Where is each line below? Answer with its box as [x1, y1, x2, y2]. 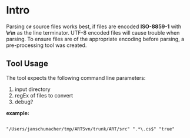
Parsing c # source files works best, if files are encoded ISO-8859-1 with [6, 23, 181, 30]
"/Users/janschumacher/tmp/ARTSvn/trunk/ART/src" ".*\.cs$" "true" [6, 126, 175, 132]
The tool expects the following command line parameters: [6, 74, 146, 81]
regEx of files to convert [14, 92, 74, 99]
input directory [14, 86, 51, 93]
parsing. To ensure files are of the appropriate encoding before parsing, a [6, 35, 185, 42]
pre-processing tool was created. [6, 42, 87, 49]
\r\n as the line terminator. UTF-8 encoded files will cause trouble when [6, 29, 180, 36]
